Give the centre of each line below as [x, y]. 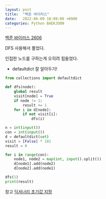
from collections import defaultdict [43, 78]
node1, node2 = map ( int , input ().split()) [58, 159]
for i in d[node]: [32, 110]
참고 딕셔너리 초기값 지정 [29, 192]
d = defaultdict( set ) [27, 137]
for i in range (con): [27, 155]
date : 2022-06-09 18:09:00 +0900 [41, 19]
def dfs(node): [21, 87]
